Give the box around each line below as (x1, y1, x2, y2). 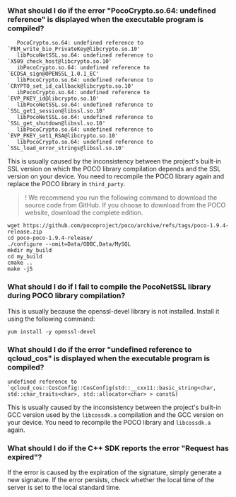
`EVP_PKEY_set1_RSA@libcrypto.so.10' (7, 132, 119, 139)
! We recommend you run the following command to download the (24, 193, 218, 202)
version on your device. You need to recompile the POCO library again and (7, 172, 225, 181)
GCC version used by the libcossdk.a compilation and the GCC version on (7, 410, 224, 419)
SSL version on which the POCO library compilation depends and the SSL (7, 165, 221, 173)
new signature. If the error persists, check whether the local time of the (7, 476, 215, 484)
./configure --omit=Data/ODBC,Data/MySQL (7, 241, 131, 248)
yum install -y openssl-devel (7, 328, 97, 335)
